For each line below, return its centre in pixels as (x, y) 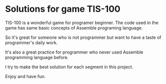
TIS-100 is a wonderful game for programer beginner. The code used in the (82, 23)
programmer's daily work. (31, 42)
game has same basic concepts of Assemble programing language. (74, 28)
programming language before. (37, 57)
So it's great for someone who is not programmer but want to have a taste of (83, 37)
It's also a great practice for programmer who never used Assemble (74, 52)
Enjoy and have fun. (26, 76)
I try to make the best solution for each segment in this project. (69, 67)
